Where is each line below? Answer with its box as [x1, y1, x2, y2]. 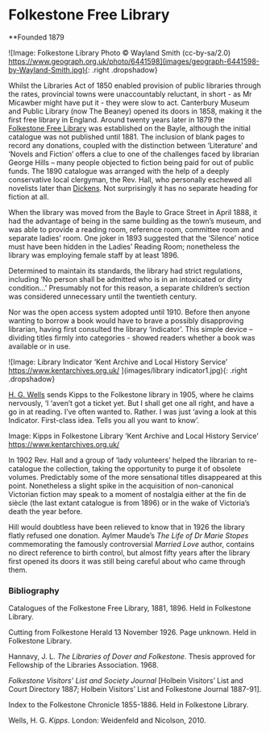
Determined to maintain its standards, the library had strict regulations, [8, 266, 243, 275]
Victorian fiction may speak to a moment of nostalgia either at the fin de [8, 489, 247, 499]
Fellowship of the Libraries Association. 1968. [8, 661, 159, 670]
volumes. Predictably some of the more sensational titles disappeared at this [8, 472, 262, 482]
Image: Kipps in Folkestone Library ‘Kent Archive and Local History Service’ [8, 431, 260, 441]
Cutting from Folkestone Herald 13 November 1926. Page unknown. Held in [8, 627, 256, 637]
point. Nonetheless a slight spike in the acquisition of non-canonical [8, 481, 234, 491]
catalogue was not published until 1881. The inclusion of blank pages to [8, 131, 245, 142]
